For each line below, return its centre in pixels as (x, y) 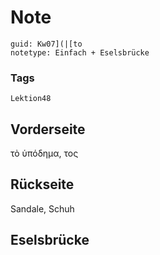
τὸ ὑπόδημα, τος (44, 153)
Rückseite (42, 184)
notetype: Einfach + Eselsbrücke (80, 52)
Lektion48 (31, 99)
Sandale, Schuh (42, 208)
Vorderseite (48, 129)
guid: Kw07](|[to (46, 44)
